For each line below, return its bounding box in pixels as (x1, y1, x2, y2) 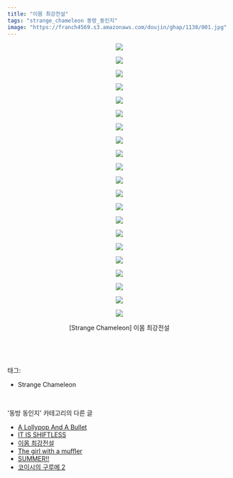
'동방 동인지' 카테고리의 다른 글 (7, 409, 93, 418)
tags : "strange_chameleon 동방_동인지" (7, 17, 119, 24)
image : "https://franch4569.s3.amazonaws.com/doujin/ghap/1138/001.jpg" (7, 23, 227, 31)
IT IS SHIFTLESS (17, 430, 66, 439)
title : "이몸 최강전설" (7, 10, 69, 18)
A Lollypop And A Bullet (17, 423, 87, 432)
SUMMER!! (17, 455, 50, 463)
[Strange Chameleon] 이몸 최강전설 (68, 324, 170, 332)
